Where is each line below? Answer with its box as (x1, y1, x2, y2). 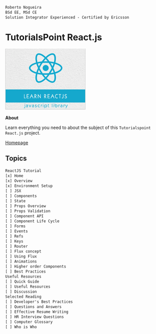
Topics (5, 154, 27, 163)
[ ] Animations (5, 259, 37, 264)
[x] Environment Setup (5, 183, 53, 188)
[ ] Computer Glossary (5, 319, 53, 324)
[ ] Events (5, 229, 28, 234)
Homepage (5, 140, 29, 146)
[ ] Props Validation (5, 209, 51, 214)
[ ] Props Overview (5, 204, 46, 209)
